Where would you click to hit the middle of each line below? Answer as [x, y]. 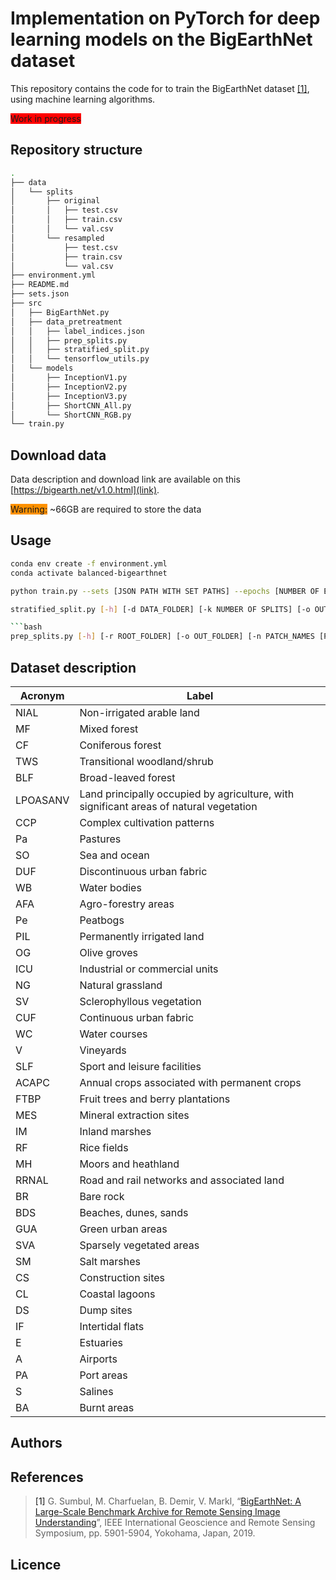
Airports [98, 1359]
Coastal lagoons [117, 1294]
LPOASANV [42, 800]
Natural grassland [121, 985]
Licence [36, 1564]
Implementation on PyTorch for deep [165, 18]
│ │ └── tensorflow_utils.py [80, 359]
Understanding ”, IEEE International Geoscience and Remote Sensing [175, 1523]
